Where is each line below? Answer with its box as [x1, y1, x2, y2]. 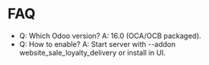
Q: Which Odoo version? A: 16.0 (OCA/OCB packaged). [18, 31, 202, 40]
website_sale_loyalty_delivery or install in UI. [18, 48, 166, 57]
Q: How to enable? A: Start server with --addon [18, 39, 176, 48]
